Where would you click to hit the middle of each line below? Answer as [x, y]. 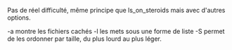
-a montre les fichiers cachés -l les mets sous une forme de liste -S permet [116, 31]
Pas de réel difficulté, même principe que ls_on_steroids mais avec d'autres [116, 10]
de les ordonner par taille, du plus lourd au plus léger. [84, 39]
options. [19, 18]
